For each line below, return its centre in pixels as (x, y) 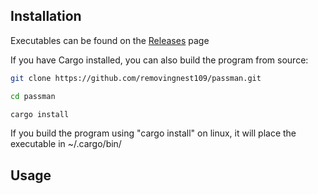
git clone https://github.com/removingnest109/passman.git (136, 78)
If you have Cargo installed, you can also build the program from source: (159, 60)
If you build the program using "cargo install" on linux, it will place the (153, 133)
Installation (46, 16)
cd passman (33, 96)
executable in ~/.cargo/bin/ (66, 144)
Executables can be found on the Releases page (110, 40)
